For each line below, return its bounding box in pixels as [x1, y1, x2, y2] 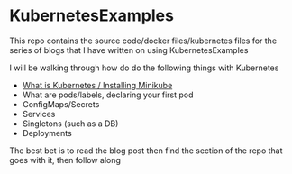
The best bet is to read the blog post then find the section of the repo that [9, 145, 283, 156]
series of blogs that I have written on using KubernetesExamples [9, 44, 249, 55]
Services [22, 108, 56, 119]
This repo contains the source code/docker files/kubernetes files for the [9, 35, 278, 46]
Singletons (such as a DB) [22, 118, 119, 129]
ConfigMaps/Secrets [22, 98, 100, 109]
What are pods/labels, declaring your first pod [22, 89, 194, 100]
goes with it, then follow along [9, 154, 122, 165]
